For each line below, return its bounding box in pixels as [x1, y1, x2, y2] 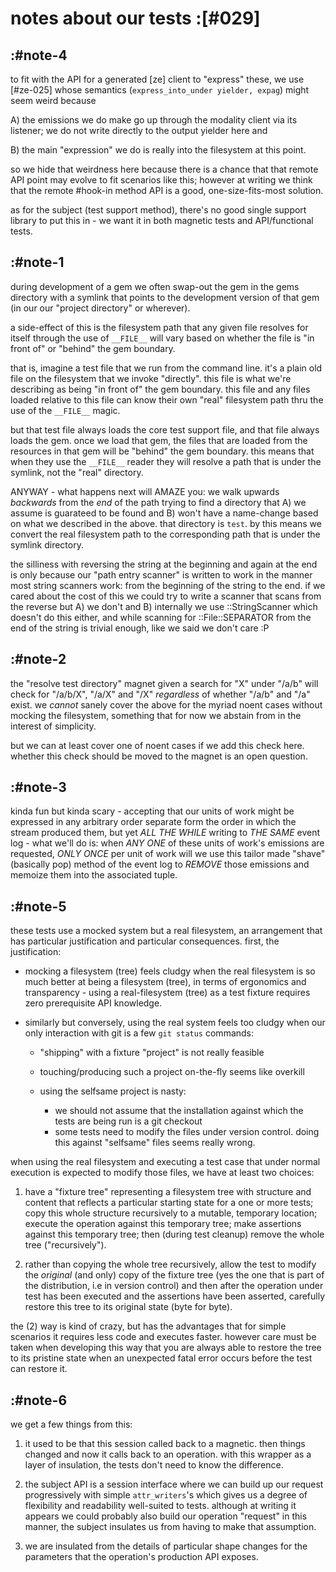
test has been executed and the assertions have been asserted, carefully [24, 1290, 326, 1302]
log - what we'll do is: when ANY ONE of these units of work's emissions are [10, 837, 325, 849]
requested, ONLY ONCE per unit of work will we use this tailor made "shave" [10, 848, 326, 860]
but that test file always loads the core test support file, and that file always [10, 423, 320, 436]
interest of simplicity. [10, 720, 97, 732]
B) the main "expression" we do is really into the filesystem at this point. [10, 144, 307, 156]
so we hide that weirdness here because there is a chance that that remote [10, 163, 319, 175]
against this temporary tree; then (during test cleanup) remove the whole [24, 1228, 325, 1241]
